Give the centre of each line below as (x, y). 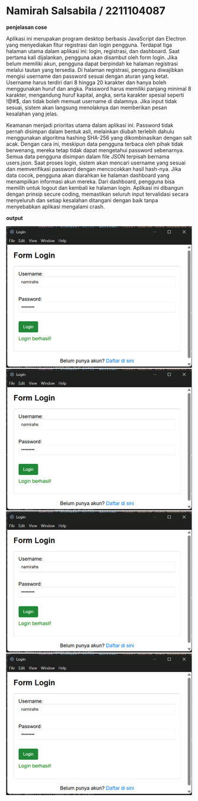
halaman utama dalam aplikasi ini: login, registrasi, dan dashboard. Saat (93, 51)
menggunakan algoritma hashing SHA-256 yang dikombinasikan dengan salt (99, 137)
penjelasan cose (27, 27)
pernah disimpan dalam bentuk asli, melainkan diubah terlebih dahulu (90, 131)
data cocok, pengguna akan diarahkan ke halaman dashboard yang (88, 175)
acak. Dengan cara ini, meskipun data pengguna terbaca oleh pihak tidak (95, 144)
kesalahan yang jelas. (32, 114)
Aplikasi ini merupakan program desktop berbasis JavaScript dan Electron (96, 38)
